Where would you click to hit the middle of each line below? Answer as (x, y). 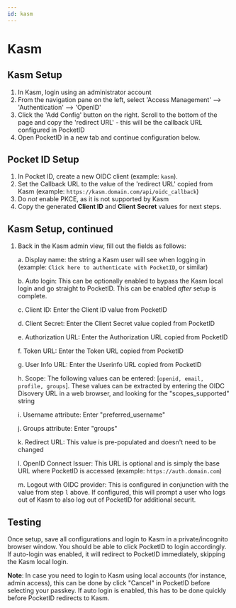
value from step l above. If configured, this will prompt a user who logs (121, 492)
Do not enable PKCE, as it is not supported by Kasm (93, 199)
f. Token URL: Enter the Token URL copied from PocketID (101, 351)
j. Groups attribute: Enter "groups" (68, 429)
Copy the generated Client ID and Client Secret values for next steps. (119, 207)
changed (30, 450)
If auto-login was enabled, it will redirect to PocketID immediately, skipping (116, 554)
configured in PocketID (51, 130)
